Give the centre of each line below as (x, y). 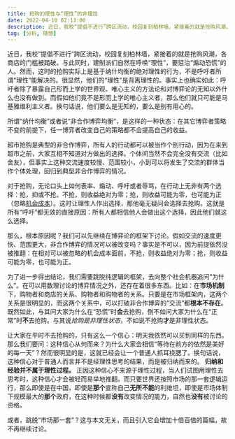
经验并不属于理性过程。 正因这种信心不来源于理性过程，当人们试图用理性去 (115, 370)
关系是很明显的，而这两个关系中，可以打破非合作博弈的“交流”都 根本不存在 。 (117, 303)
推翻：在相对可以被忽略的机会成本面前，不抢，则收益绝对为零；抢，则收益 (120, 253)
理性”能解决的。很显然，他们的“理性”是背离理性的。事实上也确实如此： (118, 80)
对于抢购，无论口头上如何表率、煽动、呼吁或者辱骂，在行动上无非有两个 (111, 186)
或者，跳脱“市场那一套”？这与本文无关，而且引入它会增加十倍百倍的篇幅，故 (117, 420)
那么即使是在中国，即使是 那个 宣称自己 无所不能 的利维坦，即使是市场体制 (123, 388)
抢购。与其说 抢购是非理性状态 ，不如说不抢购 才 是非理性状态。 (123, 321)
